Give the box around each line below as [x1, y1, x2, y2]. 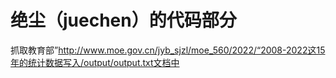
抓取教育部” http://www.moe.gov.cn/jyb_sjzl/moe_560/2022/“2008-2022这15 [10, 44, 326, 56]
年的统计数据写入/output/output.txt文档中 [10, 56, 180, 68]
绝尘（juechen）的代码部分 [10, 9, 237, 32]
